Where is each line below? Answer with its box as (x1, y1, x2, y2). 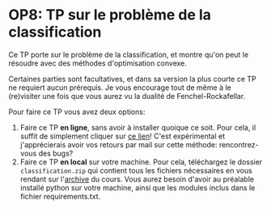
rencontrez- (218, 139, 259, 149)
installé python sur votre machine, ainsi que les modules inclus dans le (19, 182, 256, 192)
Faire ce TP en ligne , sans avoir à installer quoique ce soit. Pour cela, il (19, 122, 256, 132)
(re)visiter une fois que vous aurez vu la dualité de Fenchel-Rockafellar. (8, 91, 246, 100)
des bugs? (38, 148, 74, 158)
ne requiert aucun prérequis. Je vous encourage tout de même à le (8, 83, 232, 92)
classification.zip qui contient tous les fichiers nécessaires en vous (19, 165, 252, 175)
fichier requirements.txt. (19, 191, 101, 201)
